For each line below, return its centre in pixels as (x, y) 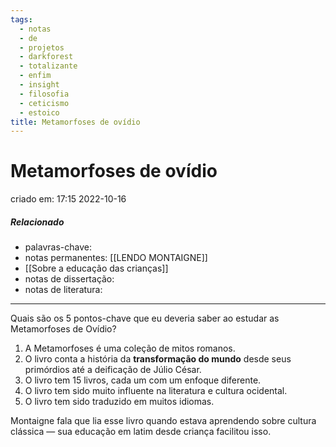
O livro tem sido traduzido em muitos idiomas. (119, 402)
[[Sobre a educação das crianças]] (96, 268)
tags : (21, 19)
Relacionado (37, 222)
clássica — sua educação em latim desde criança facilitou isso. (141, 432)
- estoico (39, 112)
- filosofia (44, 94)
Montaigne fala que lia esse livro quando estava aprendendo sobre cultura (163, 421)
